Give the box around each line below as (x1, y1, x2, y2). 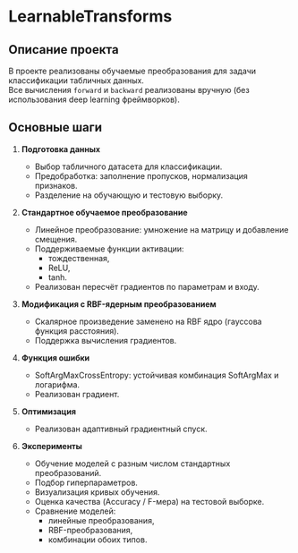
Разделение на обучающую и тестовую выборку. (34, 190, 224, 200)
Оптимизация (21, 405, 77, 417)
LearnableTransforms (8, 6, 173, 27)
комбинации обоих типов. (47, 534, 148, 545)
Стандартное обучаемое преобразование (21, 207, 189, 217)
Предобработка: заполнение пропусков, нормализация (34, 170, 248, 181)
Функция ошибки (21, 352, 90, 363)
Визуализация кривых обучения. (34, 486, 160, 498)
